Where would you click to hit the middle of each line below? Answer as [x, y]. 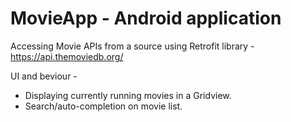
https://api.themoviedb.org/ [67, 56]
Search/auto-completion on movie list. [103, 106]
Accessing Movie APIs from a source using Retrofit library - [132, 46]
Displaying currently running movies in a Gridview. [128, 95]
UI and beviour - [44, 76]
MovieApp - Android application [146, 18]
